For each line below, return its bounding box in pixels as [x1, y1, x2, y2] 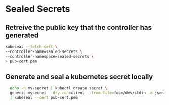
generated [5, 31, 39, 39]
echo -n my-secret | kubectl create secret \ [10, 86, 108, 91]
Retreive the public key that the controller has [5, 23, 152, 32]
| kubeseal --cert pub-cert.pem [10, 95, 78, 100]
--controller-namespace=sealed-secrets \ [5, 54, 94, 59]
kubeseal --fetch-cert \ [5, 44, 58, 49]
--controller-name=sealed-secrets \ [5, 49, 82, 54]
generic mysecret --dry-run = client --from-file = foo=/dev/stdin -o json [10, 90, 164, 96]
